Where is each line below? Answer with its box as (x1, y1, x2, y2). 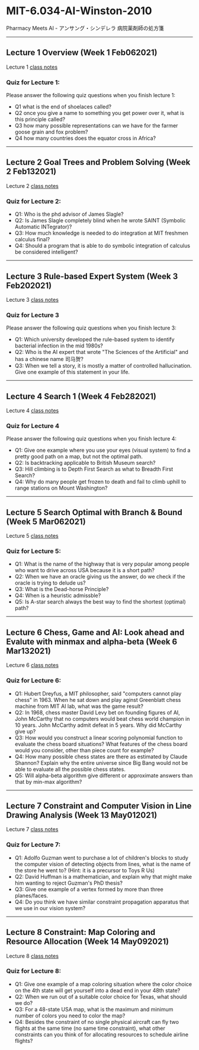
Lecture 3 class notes (6, 296, 59, 303)
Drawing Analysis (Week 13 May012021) (6, 810, 158, 820)
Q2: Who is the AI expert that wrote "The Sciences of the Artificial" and (14, 349, 188, 356)
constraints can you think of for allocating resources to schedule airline (14, 1030, 188, 1038)
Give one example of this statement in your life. (14, 369, 130, 376)
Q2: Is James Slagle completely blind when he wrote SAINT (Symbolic (14, 217, 186, 224)
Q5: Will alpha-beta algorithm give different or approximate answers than (14, 772, 193, 779)
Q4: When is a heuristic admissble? (14, 592, 101, 599)
